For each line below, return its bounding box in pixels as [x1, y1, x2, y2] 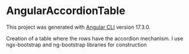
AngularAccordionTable [6, 4, 126, 18]
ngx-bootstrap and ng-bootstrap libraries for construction [6, 41, 147, 48]
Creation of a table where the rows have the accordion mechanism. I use [6, 35, 184, 42]
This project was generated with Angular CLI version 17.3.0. [6, 23, 151, 31]
